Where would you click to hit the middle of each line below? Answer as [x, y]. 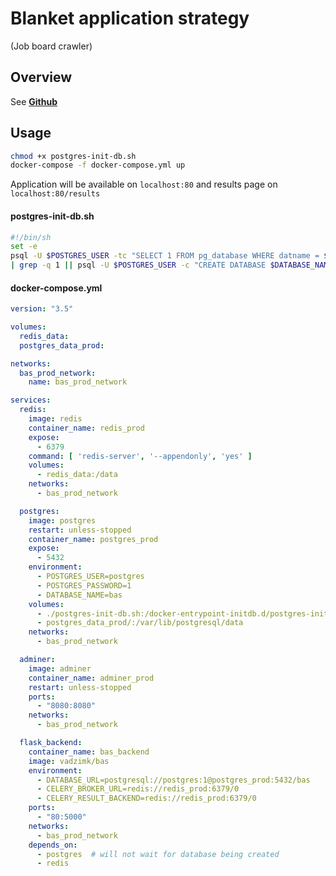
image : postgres [62, 520]
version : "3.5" [42, 309]
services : [31, 400]
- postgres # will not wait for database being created [158, 854]
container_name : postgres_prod [93, 539]
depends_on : [53, 845]
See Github [34, 101]
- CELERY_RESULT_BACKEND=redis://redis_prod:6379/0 [146, 798]
